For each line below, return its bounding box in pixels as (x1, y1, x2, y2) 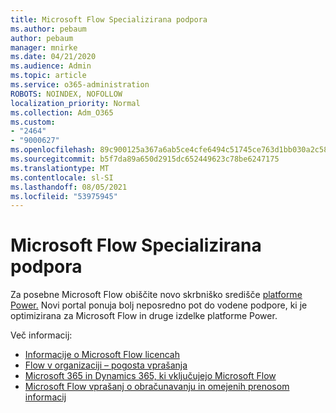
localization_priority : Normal (10, 98, 141, 108)
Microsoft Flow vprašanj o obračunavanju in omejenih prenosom (24, 381, 290, 393)
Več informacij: (10, 329, 73, 341)
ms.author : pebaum (10, 24, 87, 34)
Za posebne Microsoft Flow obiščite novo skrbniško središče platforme (10, 289, 303, 301)
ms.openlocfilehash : (10, 145, 97, 155)
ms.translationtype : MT (10, 163, 110, 173)
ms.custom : (10, 117, 56, 127)
